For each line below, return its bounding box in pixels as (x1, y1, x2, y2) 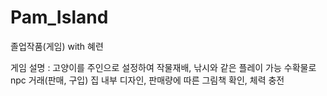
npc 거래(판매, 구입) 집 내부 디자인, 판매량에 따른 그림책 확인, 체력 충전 (10, 74, 285, 86)
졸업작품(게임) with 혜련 (10, 40, 104, 52)
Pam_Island (10, 6, 109, 29)
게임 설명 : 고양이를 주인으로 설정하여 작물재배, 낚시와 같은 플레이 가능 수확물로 (10, 61, 317, 73)
